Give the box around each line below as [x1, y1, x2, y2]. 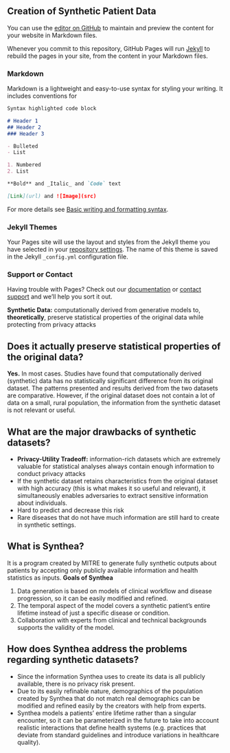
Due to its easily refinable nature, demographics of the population [16, 687, 203, 695]
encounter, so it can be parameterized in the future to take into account [16, 716, 219, 724]
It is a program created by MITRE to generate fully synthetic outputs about [7, 558, 217, 567]
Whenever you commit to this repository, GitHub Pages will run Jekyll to [7, 44, 211, 52]
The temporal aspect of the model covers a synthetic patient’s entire [16, 601, 211, 609]
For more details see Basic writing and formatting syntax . [7, 205, 169, 213]
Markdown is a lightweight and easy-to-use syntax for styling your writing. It [7, 85, 223, 93]
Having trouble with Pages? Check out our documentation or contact [7, 285, 201, 294]
